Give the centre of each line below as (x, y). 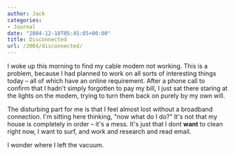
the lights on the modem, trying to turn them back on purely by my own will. (116, 96)
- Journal (22, 27)
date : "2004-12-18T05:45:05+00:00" (59, 33)
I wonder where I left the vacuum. (56, 145)
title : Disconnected (37, 40)
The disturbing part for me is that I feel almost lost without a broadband (110, 109)
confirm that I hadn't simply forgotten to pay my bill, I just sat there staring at (117, 88)
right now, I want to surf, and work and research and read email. (99, 131)
